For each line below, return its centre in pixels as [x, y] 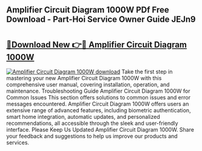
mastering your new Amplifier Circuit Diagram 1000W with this [84, 78]
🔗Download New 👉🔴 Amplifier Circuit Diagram [96, 45]
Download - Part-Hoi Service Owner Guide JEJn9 [101, 20]
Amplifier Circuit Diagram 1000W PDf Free [88, 10]
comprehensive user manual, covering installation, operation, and [88, 85]
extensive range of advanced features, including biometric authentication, [99, 110]
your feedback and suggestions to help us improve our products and [92, 136]
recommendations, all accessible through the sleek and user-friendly [92, 123]
